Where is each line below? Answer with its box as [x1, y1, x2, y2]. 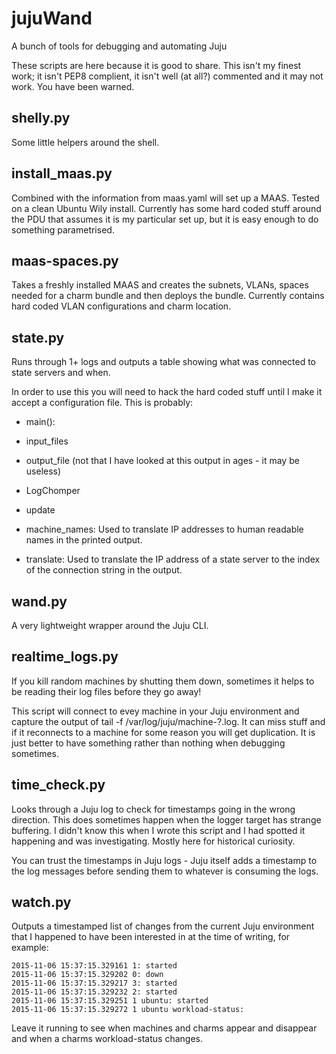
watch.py [11, 894, 72, 911]
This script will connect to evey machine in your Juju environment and [11, 705, 300, 717]
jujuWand [11, 7, 93, 30]
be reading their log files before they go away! [11, 685, 202, 697]
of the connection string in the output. [25, 564, 183, 576]
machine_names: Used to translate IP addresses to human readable [25, 523, 304, 536]
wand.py [11, 593, 68, 610]
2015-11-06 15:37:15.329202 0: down [11, 970, 164, 980]
